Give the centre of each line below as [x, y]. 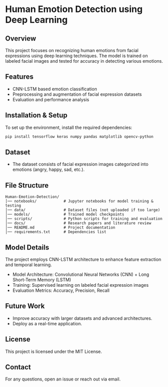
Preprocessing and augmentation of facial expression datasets [77, 94]
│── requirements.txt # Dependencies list [56, 232]
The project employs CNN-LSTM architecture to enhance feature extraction [83, 259]
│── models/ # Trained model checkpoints [65, 215]
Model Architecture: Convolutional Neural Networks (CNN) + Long [81, 274]
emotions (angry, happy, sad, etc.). [48, 169]
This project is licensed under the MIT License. [54, 351]
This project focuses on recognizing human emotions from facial [72, 50]
